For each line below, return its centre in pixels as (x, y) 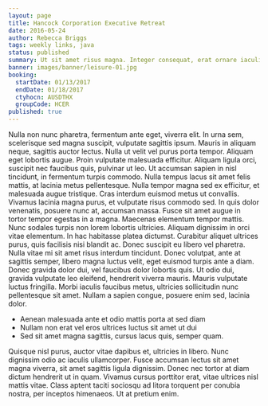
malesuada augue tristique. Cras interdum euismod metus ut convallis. (124, 193)
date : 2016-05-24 (37, 30)
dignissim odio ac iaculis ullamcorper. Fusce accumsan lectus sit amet (124, 360)
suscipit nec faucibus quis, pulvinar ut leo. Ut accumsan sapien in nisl (122, 168)
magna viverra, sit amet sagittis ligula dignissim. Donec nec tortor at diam (129, 368)
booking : (23, 75)
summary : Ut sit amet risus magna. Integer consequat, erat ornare (123, 61)
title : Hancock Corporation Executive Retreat (87, 23)
